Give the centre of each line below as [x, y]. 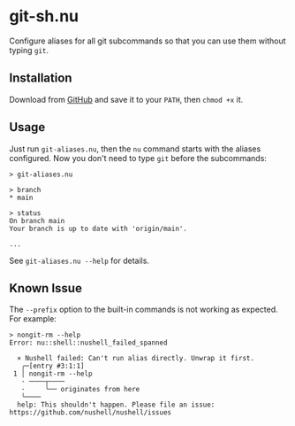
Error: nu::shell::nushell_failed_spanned [88, 343]
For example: [33, 319]
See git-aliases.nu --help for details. [79, 260]
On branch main [37, 221]
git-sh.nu [44, 16]
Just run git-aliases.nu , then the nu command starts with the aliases [135, 149]
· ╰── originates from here [80, 390]
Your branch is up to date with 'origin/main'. [98, 228]
